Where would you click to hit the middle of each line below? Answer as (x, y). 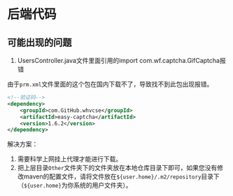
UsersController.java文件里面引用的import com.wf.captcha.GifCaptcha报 (121, 61)
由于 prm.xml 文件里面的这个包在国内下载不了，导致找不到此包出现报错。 (110, 84)
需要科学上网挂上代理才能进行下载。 (70, 159)
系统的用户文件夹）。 (103, 185)
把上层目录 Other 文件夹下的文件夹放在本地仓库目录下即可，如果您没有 (117, 168)
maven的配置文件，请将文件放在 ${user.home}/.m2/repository (112, 176)
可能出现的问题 (40, 42)
